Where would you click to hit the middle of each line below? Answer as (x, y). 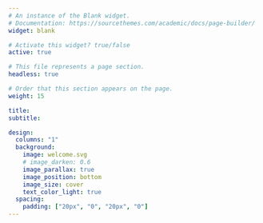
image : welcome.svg (55, 155)
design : (21, 133)
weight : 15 (26, 96)
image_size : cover (53, 185)
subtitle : (25, 118)
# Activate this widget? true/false (69, 45)
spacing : (30, 199)
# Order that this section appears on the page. (91, 89)
